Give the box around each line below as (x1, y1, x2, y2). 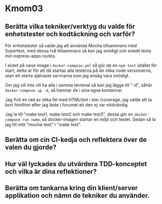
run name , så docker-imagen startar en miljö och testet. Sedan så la (22, 117, 156, 122)
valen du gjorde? (5, 143, 57, 152)
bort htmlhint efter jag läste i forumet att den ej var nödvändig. (5, 102, 129, 107)
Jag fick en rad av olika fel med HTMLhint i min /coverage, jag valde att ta (5, 97, 152, 102)
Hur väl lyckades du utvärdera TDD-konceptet (5, 160, 147, 168)
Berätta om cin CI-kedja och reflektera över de (5, 136, 147, 144)
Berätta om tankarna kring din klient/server (5, 184, 138, 192)
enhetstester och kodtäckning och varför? (5, 30, 135, 38)
